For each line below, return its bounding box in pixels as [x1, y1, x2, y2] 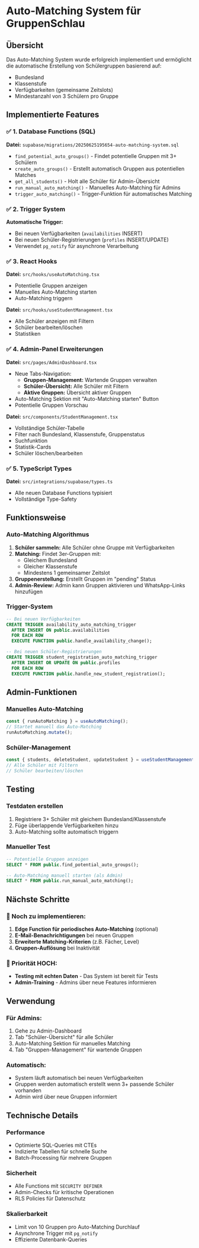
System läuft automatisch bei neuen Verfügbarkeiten [14, 1075, 143, 1082]
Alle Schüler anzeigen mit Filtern [14, 318, 94, 325]
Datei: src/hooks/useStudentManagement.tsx [6, 306, 113, 313]
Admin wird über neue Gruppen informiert [14, 1093, 117, 1101]
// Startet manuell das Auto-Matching [6, 724, 102, 730]
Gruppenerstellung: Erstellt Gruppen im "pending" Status [14, 575, 156, 583]
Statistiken [14, 330, 41, 337]
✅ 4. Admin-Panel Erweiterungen [6, 345, 104, 353]
